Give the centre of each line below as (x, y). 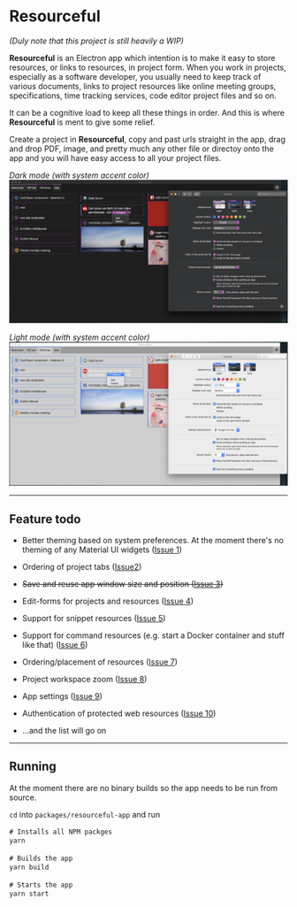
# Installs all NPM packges (61, 832)
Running (33, 767)
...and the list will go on (64, 730)
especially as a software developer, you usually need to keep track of (135, 76)
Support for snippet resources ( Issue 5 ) (94, 618)
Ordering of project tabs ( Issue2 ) (82, 567)
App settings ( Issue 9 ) (62, 696)
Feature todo (45, 519)
